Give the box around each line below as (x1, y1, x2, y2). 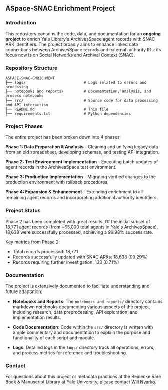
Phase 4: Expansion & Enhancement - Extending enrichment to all (5, 189, 143, 195)
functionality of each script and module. (12, 334, 95, 341)
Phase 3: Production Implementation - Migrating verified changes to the (5, 174, 156, 180)
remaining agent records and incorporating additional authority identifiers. (5, 194, 158, 201)
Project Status (5, 207, 41, 214)
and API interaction (5, 102, 49, 107)
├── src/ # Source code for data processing (5, 97, 158, 103)
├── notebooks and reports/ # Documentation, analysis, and (5, 89, 151, 94)
